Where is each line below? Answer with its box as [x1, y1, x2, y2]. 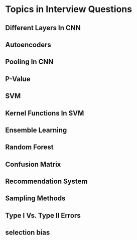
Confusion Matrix [5, 160, 61, 169]
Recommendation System [5, 177, 88, 186]
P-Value [5, 74, 31, 83]
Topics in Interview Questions [5, 4, 132, 15]
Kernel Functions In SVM [5, 109, 84, 117]
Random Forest [5, 143, 54, 152]
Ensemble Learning [5, 126, 67, 134]
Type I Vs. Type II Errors [5, 211, 81, 219]
